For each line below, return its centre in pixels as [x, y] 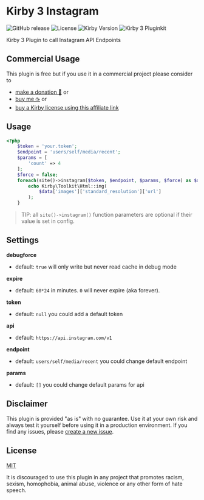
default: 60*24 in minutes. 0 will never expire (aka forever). [87, 290]
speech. [16, 490]
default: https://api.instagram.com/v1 [63, 337]
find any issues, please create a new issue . [60, 431]
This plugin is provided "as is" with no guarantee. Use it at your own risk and [102, 418]
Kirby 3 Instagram [53, 11]
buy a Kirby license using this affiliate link [67, 107]
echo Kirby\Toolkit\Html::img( [68, 186]
